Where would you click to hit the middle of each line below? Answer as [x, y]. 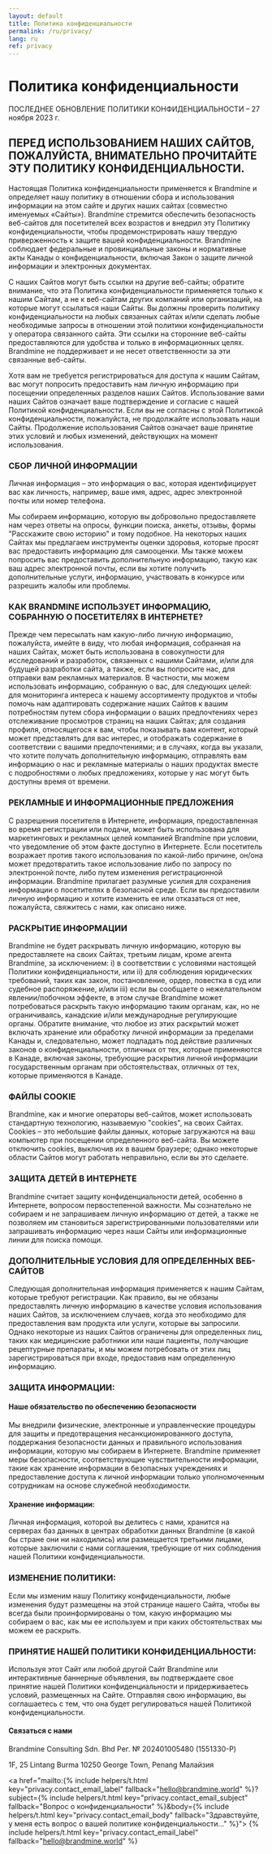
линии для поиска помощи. [56, 1240]
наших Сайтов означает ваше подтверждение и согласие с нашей [123, 401]
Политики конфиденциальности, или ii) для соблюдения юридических [130, 972]
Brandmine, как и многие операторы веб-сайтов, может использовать [130, 1114]
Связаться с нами [41, 1731]
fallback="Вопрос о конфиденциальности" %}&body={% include [119, 1807]
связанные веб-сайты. [47, 360]
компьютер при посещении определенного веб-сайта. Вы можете [124, 1140]
